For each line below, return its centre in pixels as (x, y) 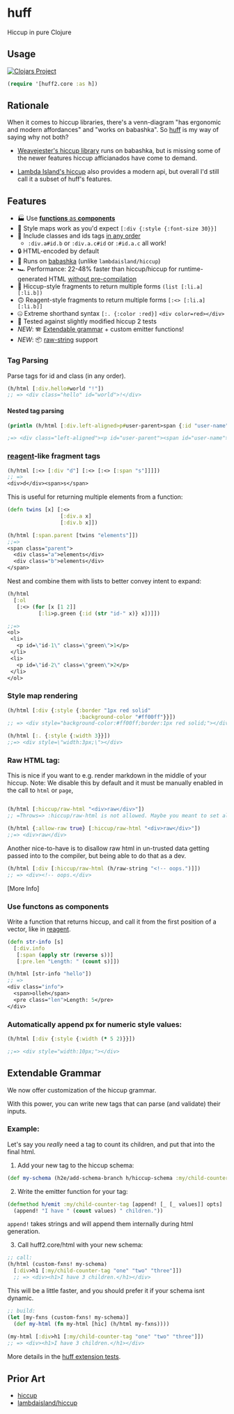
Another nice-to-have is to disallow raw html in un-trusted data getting (108, 848)
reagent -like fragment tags (54, 456)
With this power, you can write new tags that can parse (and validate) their (114, 1103)
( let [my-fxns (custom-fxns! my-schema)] (68, 1317)
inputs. (17, 1111)
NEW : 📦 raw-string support (57, 340)
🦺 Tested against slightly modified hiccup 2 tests (87, 321)
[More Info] (23, 888)
